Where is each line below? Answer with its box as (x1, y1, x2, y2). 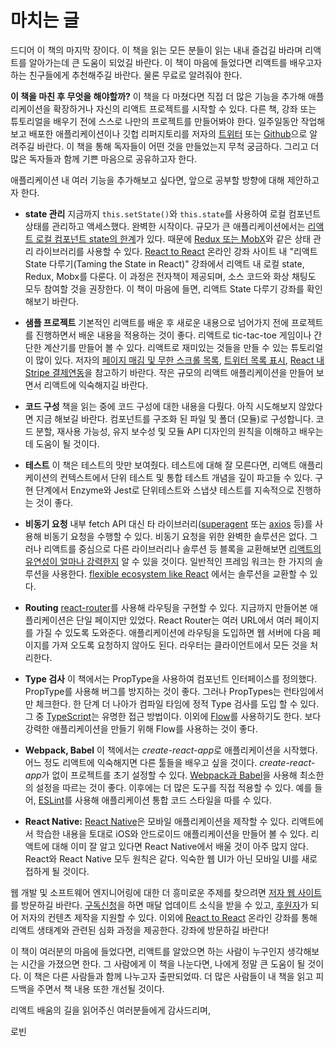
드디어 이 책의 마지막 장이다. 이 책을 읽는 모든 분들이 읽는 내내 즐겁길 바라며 (10, 44, 303, 56)
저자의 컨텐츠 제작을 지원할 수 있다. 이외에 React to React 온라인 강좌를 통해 (20, 911, 318, 923)
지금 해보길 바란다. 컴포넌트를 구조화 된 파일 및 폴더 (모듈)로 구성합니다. (35, 412, 314, 425)
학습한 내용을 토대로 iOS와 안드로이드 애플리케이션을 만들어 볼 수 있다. (35, 827, 309, 840)
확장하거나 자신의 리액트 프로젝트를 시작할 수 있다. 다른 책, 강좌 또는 (53, 102, 317, 115)
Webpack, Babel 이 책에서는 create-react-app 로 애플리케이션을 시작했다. (24, 744, 318, 756)
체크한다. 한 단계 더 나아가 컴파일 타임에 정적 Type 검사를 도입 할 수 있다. (35, 697, 320, 710)
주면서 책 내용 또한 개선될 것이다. (36, 982, 165, 995)
